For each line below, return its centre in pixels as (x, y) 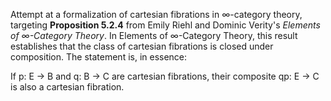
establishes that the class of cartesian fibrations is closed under (142, 46)
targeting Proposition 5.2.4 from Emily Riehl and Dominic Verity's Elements (165, 25)
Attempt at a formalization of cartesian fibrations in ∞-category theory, (156, 14)
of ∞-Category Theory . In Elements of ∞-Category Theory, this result (154, 35)
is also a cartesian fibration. (67, 87)
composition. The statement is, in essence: (99, 57)
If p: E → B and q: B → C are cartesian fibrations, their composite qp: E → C (165, 76)
